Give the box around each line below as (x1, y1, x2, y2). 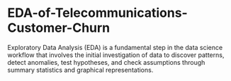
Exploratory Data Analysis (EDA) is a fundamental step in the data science (7, 43, 223, 51)
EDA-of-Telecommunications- (7, 5, 188, 21)
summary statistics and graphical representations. (7, 66, 154, 74)
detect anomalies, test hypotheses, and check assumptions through (7, 58, 205, 66)
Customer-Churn (7, 20, 111, 36)
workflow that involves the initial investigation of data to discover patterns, (7, 51, 225, 59)
